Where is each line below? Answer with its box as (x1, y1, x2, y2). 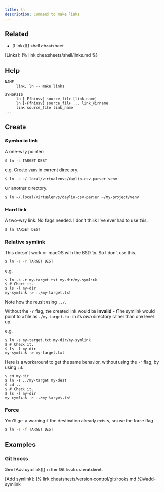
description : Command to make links (5, 12, 80, 17)
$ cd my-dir (5, 374, 29, 378)
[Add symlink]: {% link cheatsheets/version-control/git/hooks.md (5, 476, 136, 482)
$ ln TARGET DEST (5, 227, 41, 232)
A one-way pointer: (5, 148, 44, 154)
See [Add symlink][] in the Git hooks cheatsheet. (5, 466, 103, 472)
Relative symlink (5, 238, 46, 245)
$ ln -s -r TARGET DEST (5, 259, 54, 264)
